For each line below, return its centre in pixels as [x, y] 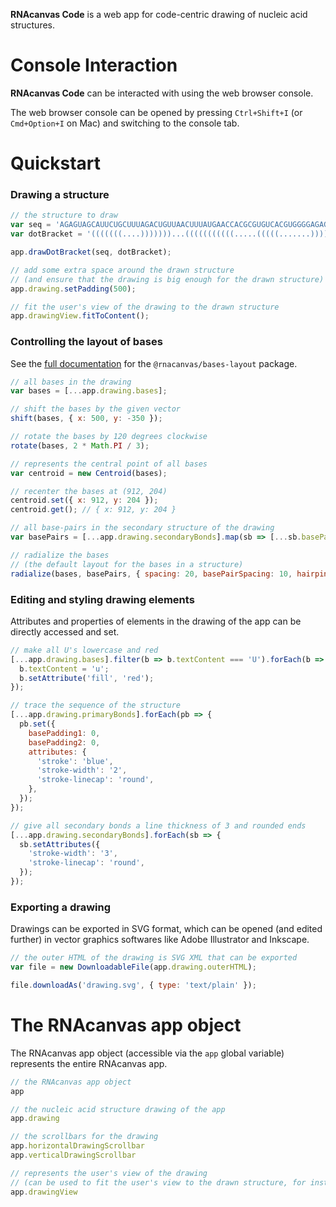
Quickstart [56, 163]
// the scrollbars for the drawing [84, 1137]
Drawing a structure [60, 195]
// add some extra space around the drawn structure [122, 270]
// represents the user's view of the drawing [109, 1173]
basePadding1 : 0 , [64, 733]
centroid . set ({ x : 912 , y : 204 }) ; [84, 500]
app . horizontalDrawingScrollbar [77, 1146]
